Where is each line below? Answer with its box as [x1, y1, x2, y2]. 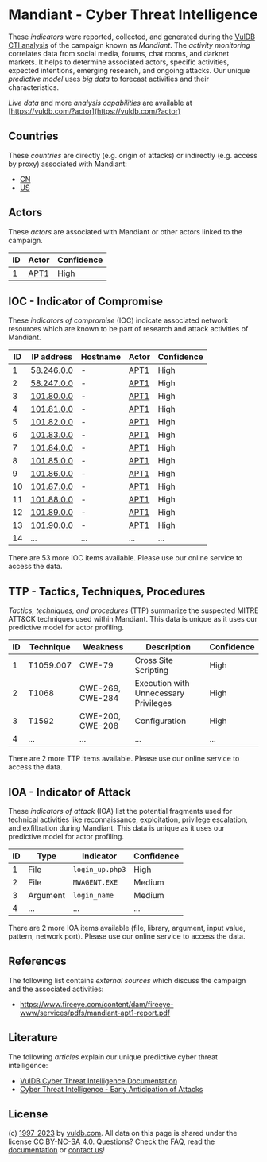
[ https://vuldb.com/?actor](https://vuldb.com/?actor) [8, 106, 181, 116]
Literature [8, 1031, 58, 1044]
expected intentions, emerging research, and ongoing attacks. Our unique [8, 65, 250, 75]
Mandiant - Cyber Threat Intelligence [8, 6, 258, 24]
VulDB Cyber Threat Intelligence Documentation [19, 1075, 178, 1086]
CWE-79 [79, 660, 114, 671]
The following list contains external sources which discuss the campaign [8, 975, 246, 985]
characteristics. [8, 82, 60, 92]
